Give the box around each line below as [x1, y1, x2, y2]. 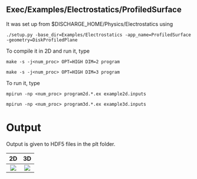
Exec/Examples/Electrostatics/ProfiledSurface [6, 5, 182, 15]
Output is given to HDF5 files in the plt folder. [6, 140, 116, 147]
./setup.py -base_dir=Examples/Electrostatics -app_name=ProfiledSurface [6, 32, 192, 38]
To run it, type [6, 79, 40, 86]
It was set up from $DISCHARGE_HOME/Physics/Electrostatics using [6, 20, 173, 27]
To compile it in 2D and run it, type [6, 47, 90, 54]
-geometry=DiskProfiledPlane [6, 37, 78, 43]
